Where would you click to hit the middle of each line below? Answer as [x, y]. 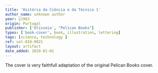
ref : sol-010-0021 [24, 42]
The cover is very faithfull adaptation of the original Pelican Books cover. [79, 65]
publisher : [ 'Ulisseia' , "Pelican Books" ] [50, 28]
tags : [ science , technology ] [36, 37]
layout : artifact [23, 46]
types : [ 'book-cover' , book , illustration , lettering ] [63, 33]
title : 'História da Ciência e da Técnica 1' [53, 10]
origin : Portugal [23, 23]
